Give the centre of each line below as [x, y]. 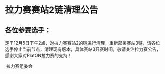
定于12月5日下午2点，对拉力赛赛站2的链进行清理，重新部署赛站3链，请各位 [83, 43]
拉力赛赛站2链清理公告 [52, 10]
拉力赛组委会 [19, 66]
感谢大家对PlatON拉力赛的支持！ [39, 56]
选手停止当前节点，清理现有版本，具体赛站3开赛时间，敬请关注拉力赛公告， [83, 49]
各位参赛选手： [28, 30]
